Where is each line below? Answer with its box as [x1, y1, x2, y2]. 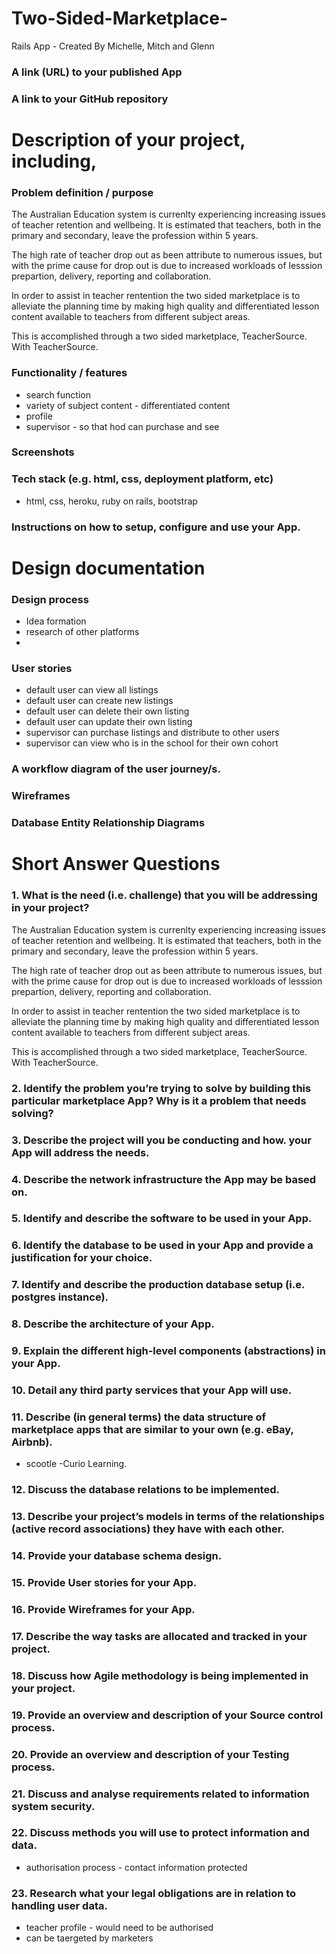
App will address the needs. [11, 1145, 150, 1159]
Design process [11, 592, 89, 606]
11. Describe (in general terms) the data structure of [11, 1410, 267, 1424]
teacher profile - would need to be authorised [25, 1922, 214, 1934]
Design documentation [11, 557, 206, 579]
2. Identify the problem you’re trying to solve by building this [11, 1081, 312, 1095]
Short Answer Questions [11, 853, 221, 876]
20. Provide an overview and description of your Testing [11, 1747, 290, 1761]
